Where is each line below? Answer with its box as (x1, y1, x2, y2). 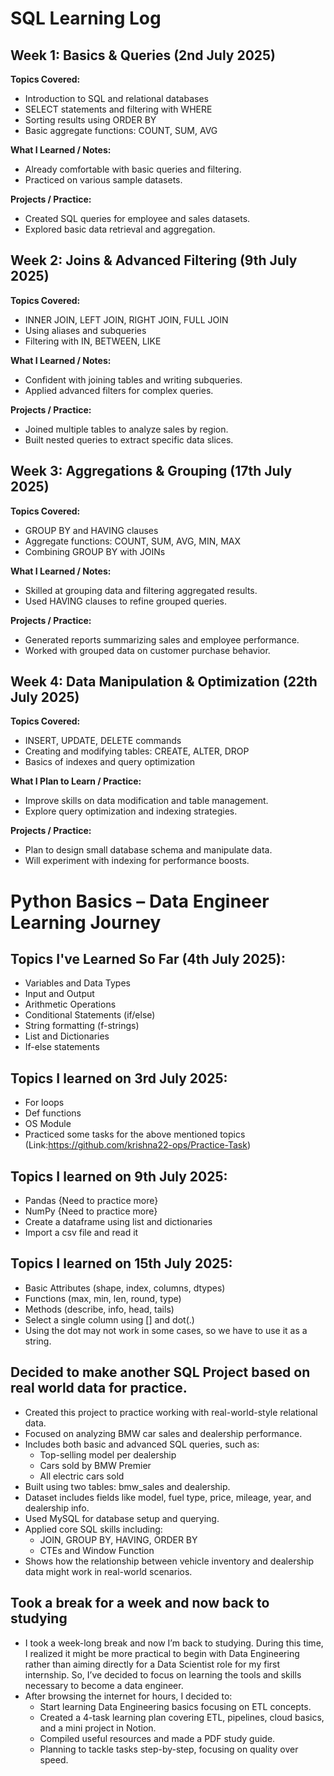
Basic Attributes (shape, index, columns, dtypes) (24, 1282, 226, 1294)
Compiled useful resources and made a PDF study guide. (39, 1732, 276, 1744)
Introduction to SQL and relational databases (24, 93, 209, 104)
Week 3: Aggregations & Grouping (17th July (10, 463, 293, 480)
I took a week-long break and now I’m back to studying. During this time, (24, 1637, 324, 1649)
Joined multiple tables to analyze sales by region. (24, 423, 229, 435)
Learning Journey (10, 911, 162, 934)
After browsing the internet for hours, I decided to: (24, 1690, 233, 1702)
